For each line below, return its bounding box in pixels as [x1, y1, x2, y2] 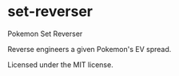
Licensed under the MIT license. [7, 59, 113, 70]
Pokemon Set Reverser [7, 29, 83, 38]
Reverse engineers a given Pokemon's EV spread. [7, 44, 172, 54]
